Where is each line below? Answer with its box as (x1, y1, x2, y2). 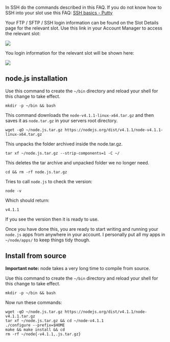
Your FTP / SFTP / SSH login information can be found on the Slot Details (5, 20, 159, 26)
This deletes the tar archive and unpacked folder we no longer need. (5, 159, 150, 165)
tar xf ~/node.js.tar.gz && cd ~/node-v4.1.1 (5, 318, 104, 323)
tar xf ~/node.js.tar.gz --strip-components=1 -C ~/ (5, 151, 120, 156)
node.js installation (5, 74, 68, 83)
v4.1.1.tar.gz (5, 313, 36, 319)
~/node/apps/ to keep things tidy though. (5, 237, 91, 243)
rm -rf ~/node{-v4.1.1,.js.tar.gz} (5, 331, 81, 336)
